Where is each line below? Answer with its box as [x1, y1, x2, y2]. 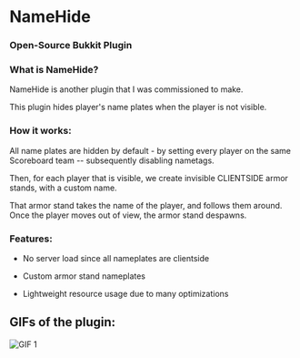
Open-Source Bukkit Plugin [9, 39, 133, 52]
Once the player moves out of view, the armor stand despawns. [9, 210, 247, 220]
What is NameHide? [9, 64, 99, 77]
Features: [9, 232, 53, 245]
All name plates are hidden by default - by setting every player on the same [9, 145, 292, 156]
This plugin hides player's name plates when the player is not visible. [9, 102, 267, 113]
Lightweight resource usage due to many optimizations [22, 289, 229, 299]
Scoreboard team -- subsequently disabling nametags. [9, 155, 215, 166]
